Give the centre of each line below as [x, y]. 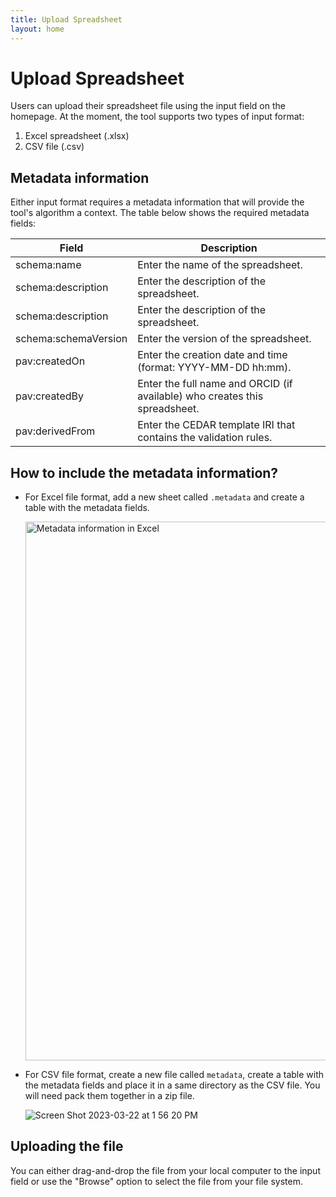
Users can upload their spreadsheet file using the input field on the [148, 106]
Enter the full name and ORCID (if [215, 384]
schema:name [48, 265]
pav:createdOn [50, 361]
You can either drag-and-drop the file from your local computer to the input [165, 1170]
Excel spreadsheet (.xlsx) [77, 136]
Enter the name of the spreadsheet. [220, 265]
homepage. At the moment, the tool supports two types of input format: [157, 117]
